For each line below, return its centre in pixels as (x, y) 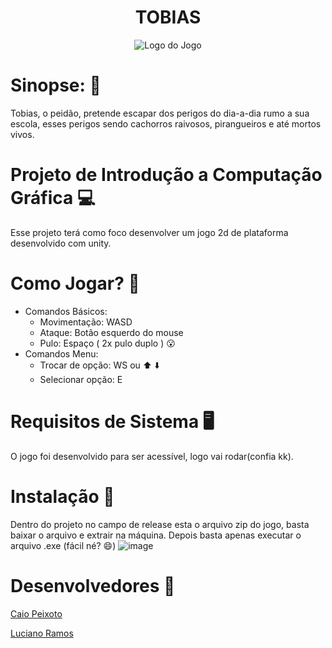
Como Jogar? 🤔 (75, 283)
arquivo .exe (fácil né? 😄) (63, 545)
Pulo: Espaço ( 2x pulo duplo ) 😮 (107, 343)
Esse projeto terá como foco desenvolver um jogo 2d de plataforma (149, 232)
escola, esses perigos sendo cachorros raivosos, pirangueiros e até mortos (166, 123)
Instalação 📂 (62, 496)
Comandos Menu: (61, 353)
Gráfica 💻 (53, 198)
